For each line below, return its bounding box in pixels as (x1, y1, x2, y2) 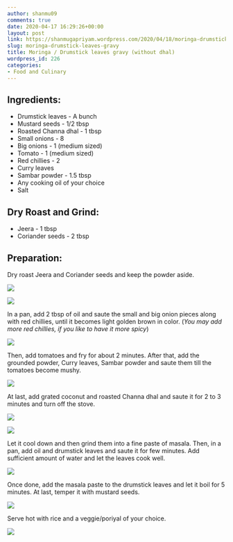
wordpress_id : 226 (7, 56, 60, 62)
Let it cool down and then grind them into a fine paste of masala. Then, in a (7, 439, 222, 448)
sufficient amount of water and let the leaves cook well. (7, 454, 166, 462)
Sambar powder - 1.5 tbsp (17, 171, 92, 180)
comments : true (7, 17, 51, 24)
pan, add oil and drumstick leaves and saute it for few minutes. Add (7, 446, 200, 455)
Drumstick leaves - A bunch (17, 112, 97, 121)
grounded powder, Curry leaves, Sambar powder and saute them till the (7, 358, 212, 366)
